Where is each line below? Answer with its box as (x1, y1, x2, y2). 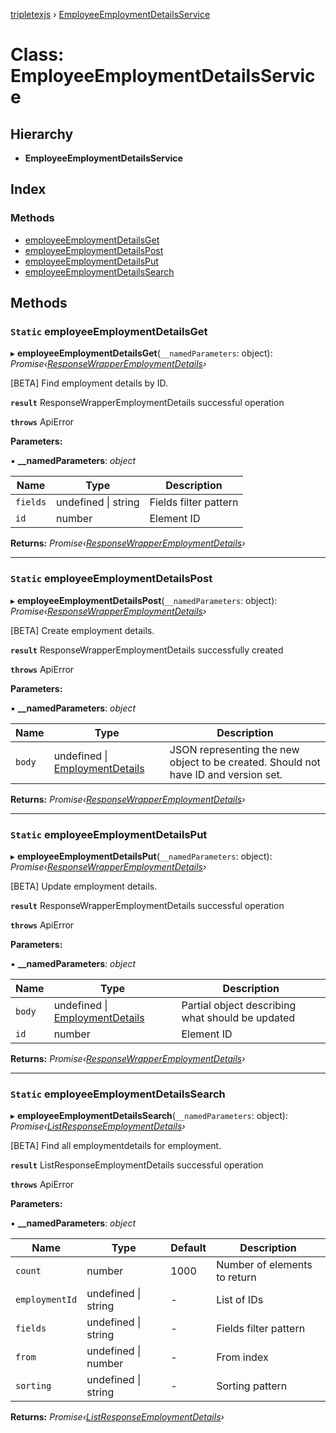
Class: (10, 44, 65, 66)
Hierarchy (10, 125, 74, 143)
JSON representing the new (169, 742, 300, 756)
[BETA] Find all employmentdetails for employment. (10, 1140, 222, 1152)
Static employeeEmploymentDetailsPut (10, 827, 208, 841)
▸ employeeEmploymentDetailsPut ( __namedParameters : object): (10, 850, 273, 862)
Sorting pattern (216, 1379, 288, 1393)
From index (216, 1350, 269, 1364)
